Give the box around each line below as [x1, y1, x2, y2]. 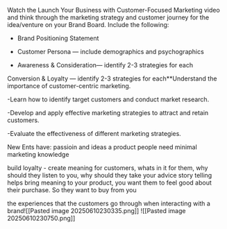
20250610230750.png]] [7, 214, 76, 222]
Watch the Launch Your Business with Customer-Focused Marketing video [7, 6, 220, 14]
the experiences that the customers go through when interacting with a [7, 199, 210, 207]
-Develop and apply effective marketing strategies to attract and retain [7, 109, 209, 117]
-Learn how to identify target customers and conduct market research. [7, 95, 210, 103]
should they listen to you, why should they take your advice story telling [7, 171, 212, 179]
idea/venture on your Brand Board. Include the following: [7, 21, 169, 28]
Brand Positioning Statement [17, 34, 99, 42]
